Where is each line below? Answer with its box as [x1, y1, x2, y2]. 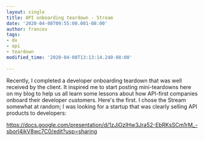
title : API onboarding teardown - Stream [6, 15, 114, 21]
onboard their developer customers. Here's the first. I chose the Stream [6, 96, 186, 104]
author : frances [6, 26, 48, 32]
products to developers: [6, 109, 67, 117]
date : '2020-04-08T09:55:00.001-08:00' [6, 20, 108, 26]
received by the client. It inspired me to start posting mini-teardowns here [6, 83, 192, 90]
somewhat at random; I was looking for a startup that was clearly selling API [6, 103, 197, 110]
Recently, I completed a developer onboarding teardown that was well [6, 77, 182, 84]
